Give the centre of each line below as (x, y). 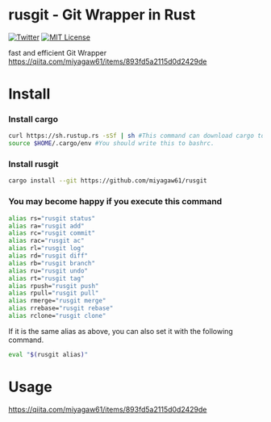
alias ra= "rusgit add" (46, 226)
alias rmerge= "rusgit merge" (57, 301)
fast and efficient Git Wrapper (58, 52)
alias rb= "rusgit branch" (52, 263)
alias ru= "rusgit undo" (48, 271)
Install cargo (33, 119)
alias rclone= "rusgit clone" (57, 316)
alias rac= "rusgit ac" (46, 241)
